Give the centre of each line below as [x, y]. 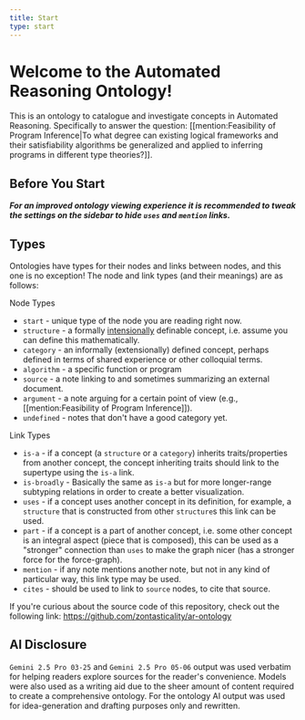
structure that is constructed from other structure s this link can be [149, 511]
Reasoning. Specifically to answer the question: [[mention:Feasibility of [142, 126]
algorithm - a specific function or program [102, 370]
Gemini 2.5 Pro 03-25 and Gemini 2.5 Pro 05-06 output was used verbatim [150, 666]
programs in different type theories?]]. [81, 155]
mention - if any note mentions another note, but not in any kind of [146, 569]
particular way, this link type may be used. [102, 579]
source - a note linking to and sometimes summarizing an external [146, 379]
